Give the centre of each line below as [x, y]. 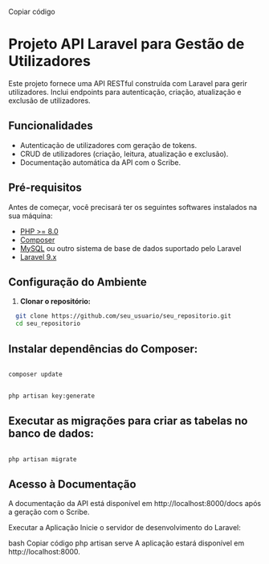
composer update [35, 374]
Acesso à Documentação [72, 484]
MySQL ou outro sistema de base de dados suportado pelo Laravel [130, 248]
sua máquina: [31, 216]
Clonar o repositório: [55, 302]
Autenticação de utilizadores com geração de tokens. [108, 145]
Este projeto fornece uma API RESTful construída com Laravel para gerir [128, 83]
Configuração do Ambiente [77, 282]
